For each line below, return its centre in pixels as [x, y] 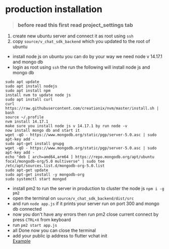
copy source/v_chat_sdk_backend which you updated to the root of [81, 41]
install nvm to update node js [38, 95]
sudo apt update [22, 82]
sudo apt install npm [28, 91]
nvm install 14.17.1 [27, 122]
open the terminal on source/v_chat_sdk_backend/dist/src [73, 198]
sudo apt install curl [29, 99]
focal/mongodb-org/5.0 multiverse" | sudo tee [55, 162]
